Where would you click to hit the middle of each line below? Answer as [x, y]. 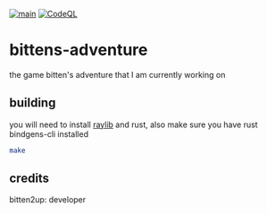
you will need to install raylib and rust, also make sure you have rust [133, 124]
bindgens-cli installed [49, 133]
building [33, 103]
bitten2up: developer [48, 200]
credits [29, 179]
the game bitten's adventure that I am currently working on [117, 74]
